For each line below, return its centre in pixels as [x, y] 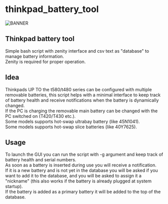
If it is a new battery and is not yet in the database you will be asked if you [81, 170]
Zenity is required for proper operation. [46, 62]
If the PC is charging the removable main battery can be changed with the [81, 111]
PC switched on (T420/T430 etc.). [41, 116]
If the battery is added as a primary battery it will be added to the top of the [83, 192]
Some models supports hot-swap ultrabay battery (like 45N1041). [73, 121]
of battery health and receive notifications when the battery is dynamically [82, 100]
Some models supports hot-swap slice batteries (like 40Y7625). [71, 127]
